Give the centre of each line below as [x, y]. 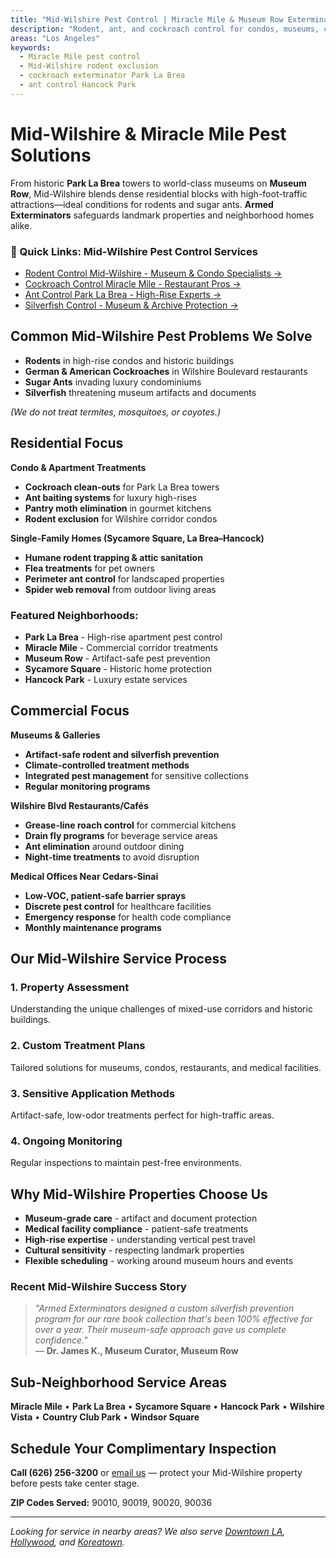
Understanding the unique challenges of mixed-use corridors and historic [161, 1009]
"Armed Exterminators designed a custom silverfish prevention [164, 1308]
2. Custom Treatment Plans [78, 1046]
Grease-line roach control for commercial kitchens [130, 825]
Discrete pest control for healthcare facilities [118, 906]
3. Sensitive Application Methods [93, 1093]
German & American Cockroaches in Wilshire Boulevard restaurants [166, 371]
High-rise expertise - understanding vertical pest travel [140, 1240]
